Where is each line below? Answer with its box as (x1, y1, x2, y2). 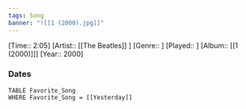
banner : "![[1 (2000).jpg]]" (8, 19, 104, 27)
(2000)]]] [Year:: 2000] (8, 49, 84, 58)
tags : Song (8, 11, 44, 20)
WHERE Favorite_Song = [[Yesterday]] (8, 93, 133, 101)
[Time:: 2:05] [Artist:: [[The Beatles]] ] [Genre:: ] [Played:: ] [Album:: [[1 (8, 40, 239, 50)
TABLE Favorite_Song (8, 86, 77, 95)
